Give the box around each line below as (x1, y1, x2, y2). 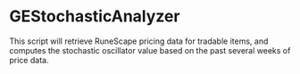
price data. (9, 54, 49, 65)
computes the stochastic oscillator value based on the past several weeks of (9, 45, 291, 55)
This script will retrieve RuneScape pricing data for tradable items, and (9, 36, 269, 46)
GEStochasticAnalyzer (9, 6, 180, 27)
